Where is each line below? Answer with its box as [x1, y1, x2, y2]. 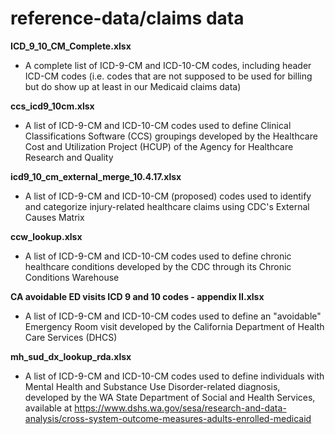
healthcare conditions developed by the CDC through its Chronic [24, 260, 292, 272]
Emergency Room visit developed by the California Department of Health [24, 320, 325, 332]
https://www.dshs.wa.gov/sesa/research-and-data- [74, 402, 287, 414]
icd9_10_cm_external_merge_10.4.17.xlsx [10, 170, 182, 182]
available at [24, 402, 73, 414]
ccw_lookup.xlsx [10, 230, 83, 242]
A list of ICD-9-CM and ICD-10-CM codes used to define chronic [24, 250, 292, 262]
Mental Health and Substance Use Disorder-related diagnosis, [24, 380, 281, 392]
